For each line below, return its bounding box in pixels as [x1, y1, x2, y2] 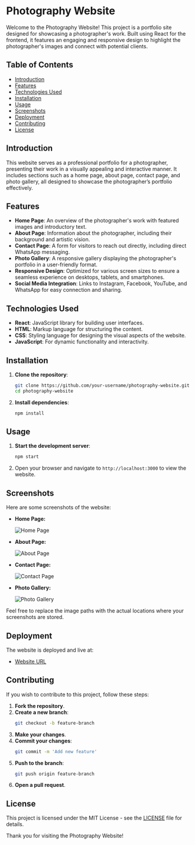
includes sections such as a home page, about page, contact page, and [6, 171, 180, 178]
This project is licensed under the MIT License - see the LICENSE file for [6, 814, 182, 822]
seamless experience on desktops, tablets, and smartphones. [14, 274, 165, 281]
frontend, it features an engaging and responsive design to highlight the [6, 36, 181, 43]
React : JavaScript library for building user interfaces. [14, 319, 144, 327]
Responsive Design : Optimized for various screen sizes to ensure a [14, 267, 180, 275]
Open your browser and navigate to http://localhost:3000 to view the [14, 464, 187, 472]
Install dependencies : [14, 398, 69, 406]
